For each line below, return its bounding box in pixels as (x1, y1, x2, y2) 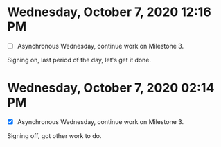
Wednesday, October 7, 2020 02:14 (7, 80, 215, 96)
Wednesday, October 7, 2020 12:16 (7, 4, 211, 20)
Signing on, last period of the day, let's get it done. (7, 56, 151, 64)
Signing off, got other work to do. (7, 132, 102, 139)
